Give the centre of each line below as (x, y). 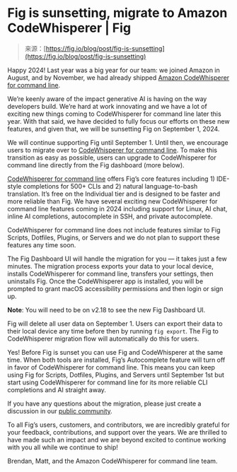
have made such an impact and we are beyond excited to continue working (117, 439)
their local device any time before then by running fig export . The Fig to (113, 331)
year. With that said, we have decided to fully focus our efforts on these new (118, 121)
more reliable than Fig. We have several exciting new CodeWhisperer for (112, 201)
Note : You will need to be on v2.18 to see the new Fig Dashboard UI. (106, 309)
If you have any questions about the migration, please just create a (104, 403)
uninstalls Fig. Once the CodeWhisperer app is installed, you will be (105, 281)
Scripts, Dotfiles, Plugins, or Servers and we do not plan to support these (114, 237)
